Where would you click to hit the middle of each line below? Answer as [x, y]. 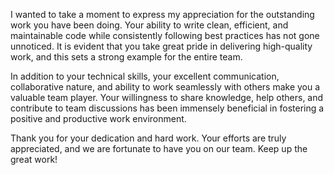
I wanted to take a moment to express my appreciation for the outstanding [162, 14]
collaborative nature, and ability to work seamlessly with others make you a [165, 87]
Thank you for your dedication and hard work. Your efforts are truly [148, 138]
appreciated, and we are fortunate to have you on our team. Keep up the [159, 148]
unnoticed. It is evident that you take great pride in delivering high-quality [161, 46]
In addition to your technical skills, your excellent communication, [145, 76]
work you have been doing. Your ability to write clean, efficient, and [149, 25]
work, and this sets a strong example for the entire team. [126, 57]
